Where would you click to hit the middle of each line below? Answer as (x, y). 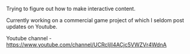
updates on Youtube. (32, 27)
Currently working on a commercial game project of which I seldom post (95, 20)
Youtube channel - (29, 38)
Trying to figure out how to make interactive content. (71, 9)
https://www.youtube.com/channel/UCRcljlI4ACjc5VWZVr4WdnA (87, 45)
